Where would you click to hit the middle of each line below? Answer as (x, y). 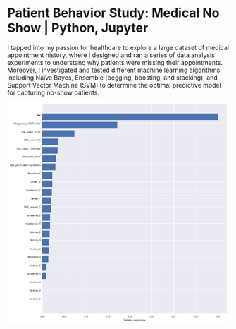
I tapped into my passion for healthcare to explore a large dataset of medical (118, 47)
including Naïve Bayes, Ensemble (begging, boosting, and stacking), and (113, 77)
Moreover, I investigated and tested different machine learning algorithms (114, 70)
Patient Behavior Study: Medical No (113, 13)
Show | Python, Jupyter (78, 28)
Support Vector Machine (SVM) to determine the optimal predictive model (114, 85)
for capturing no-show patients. (54, 92)
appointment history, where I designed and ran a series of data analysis (111, 55)
